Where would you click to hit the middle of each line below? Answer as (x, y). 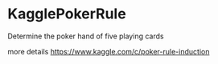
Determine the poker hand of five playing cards (86, 36)
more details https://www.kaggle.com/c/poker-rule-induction (109, 51)
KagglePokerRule (67, 14)
